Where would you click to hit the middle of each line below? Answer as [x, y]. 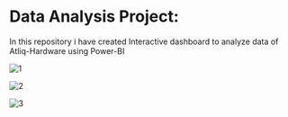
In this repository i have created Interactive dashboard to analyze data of [144, 41]
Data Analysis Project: [94, 17]
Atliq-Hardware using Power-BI [67, 50]
